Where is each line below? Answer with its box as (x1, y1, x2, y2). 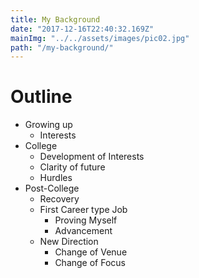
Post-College (24, 182, 80, 195)
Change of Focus (54, 257, 126, 269)
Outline (10, 86, 73, 108)
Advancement (54, 225, 113, 237)
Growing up (24, 119, 73, 131)
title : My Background (10, 14, 101, 25)
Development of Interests (39, 151, 145, 163)
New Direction (39, 236, 99, 248)
